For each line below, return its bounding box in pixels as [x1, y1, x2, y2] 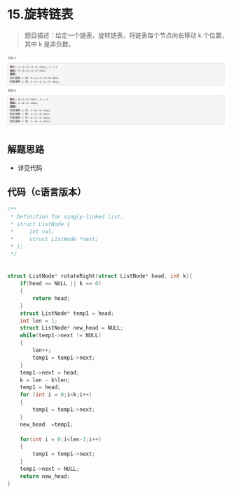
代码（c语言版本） [7, 186, 87, 197]
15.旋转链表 [7, 6, 74, 22]
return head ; [32, 294, 71, 302]
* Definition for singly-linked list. [10, 214, 124, 221]
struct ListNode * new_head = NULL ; [20, 325, 124, 332]
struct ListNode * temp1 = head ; [20, 310, 114, 317]
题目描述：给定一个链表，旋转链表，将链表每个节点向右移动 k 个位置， [24, 31, 228, 39]
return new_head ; [20, 472, 71, 480]
